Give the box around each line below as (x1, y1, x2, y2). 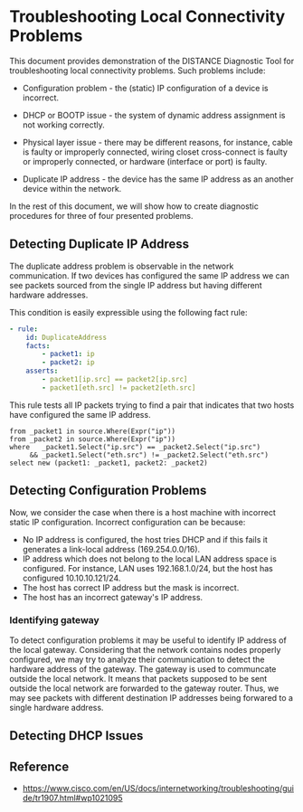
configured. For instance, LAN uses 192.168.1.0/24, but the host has (22, 562, 273, 573)
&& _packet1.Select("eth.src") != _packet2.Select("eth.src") (29, 450, 270, 459)
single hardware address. (9, 702, 104, 713)
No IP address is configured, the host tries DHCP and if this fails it (22, 533, 269, 544)
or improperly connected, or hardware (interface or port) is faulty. (22, 156, 268, 166)
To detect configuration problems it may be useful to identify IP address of (9, 635, 287, 646)
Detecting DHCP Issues (9, 728, 144, 743)
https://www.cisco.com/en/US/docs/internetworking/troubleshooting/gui (22, 783, 294, 794)
